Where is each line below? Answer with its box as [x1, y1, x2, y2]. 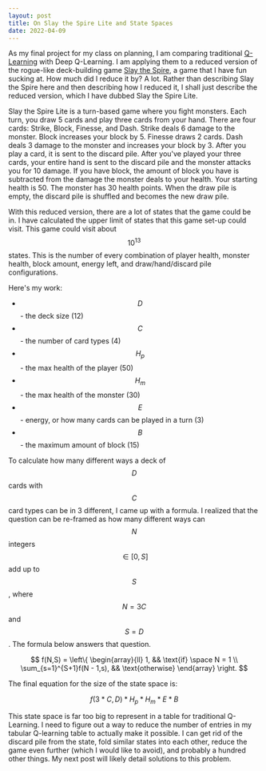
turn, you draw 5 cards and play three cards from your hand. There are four [8, 115, 256, 125]
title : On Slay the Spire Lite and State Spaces [8, 19, 173, 27]
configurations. [8, 267, 58, 277]
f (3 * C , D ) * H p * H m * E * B [89, 694, 179, 705]
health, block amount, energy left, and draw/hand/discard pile [8, 259, 212, 269]
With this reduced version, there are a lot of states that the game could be [8, 207, 252, 217]
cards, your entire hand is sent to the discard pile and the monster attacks [8, 158, 252, 167]
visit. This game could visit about [8, 224, 117, 234]
